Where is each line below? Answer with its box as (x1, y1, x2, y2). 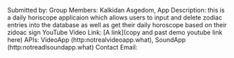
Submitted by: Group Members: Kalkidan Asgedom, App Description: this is (7, 6, 225, 14)
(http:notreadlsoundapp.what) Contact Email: (7, 43, 138, 51)
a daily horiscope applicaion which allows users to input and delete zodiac (7, 13, 223, 22)
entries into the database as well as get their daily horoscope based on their (7, 21, 227, 29)
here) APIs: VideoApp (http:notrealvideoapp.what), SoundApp (7, 36, 186, 44)
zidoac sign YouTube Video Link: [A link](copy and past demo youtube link (7, 28, 223, 36)
